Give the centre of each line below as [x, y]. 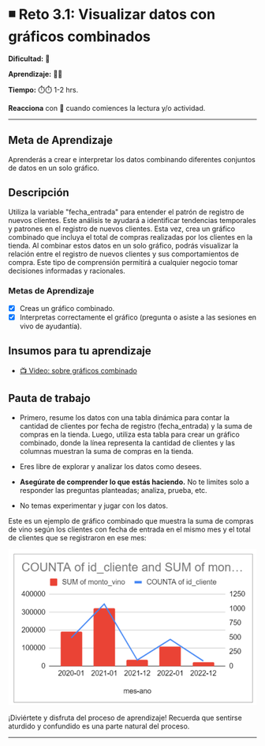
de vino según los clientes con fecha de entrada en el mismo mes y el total [129, 529]
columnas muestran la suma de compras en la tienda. [106, 451]
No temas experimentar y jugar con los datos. [93, 506]
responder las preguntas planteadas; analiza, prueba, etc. [113, 490]
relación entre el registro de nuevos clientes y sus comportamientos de [123, 254]
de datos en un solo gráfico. [54, 168]
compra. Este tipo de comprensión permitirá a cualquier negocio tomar [123, 262]
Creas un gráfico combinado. [67, 308]
